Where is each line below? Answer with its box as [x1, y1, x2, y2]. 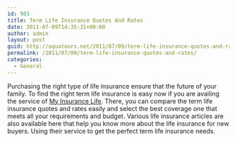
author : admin [7, 30, 49, 37]
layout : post [7, 37, 46, 44]
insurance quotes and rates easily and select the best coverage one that [7, 104, 217, 112]
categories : [7, 56, 42, 63]
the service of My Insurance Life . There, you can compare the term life [7, 96, 213, 105]
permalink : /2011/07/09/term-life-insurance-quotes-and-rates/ [7, 50, 197, 57]
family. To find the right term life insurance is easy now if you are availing [7, 89, 220, 98]
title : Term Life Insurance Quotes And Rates [7, 17, 143, 24]
